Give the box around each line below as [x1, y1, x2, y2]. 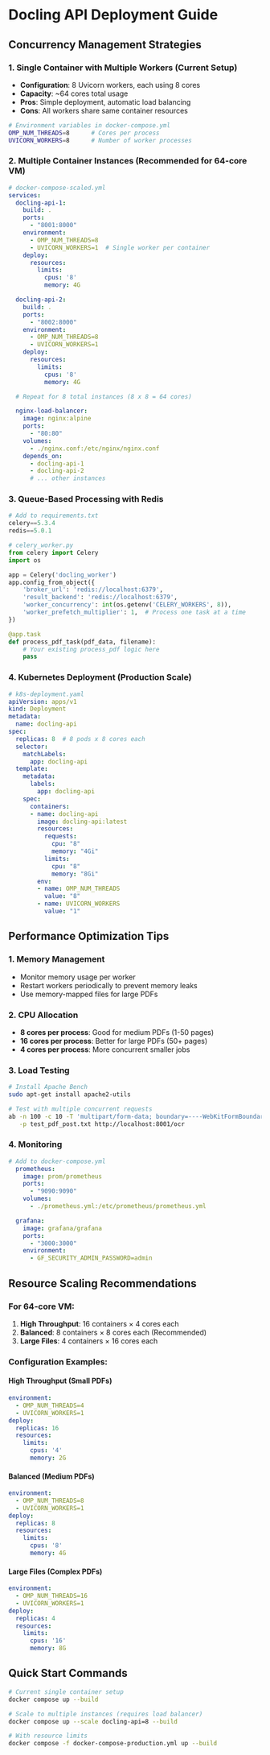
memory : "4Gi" [51, 847, 99, 855]
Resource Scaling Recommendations [8, 1277, 197, 1290]
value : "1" [43, 908, 81, 916]
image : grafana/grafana [22, 1224, 103, 1232]
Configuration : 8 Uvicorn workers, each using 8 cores [19, 80, 201, 89]
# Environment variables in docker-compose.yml [8, 121, 171, 130]
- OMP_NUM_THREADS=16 [15, 1592, 88, 1600]
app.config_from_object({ [8, 578, 95, 586]
